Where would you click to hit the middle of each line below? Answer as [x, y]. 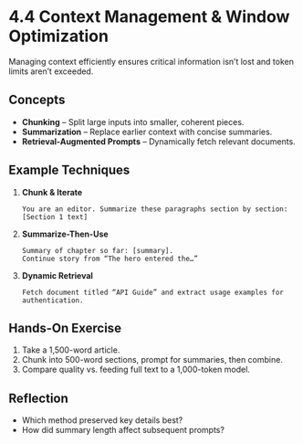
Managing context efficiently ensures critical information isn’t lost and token [151, 61]
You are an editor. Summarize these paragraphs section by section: [155, 209]
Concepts [37, 100]
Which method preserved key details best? [102, 420]
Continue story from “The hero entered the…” [110, 259]
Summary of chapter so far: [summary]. [98, 250]
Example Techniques [69, 170]
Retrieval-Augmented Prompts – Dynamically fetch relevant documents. [158, 141]
